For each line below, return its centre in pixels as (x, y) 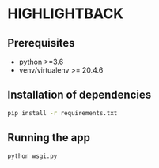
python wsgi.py (32, 156)
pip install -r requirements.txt (62, 113)
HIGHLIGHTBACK (66, 14)
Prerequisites (41, 43)
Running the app (49, 138)
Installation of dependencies (79, 95)
